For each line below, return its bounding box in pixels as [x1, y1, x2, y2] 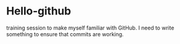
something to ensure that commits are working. [6, 30, 124, 37]
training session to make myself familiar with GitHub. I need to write [6, 24, 175, 31]
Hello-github [6, 4, 71, 18]
